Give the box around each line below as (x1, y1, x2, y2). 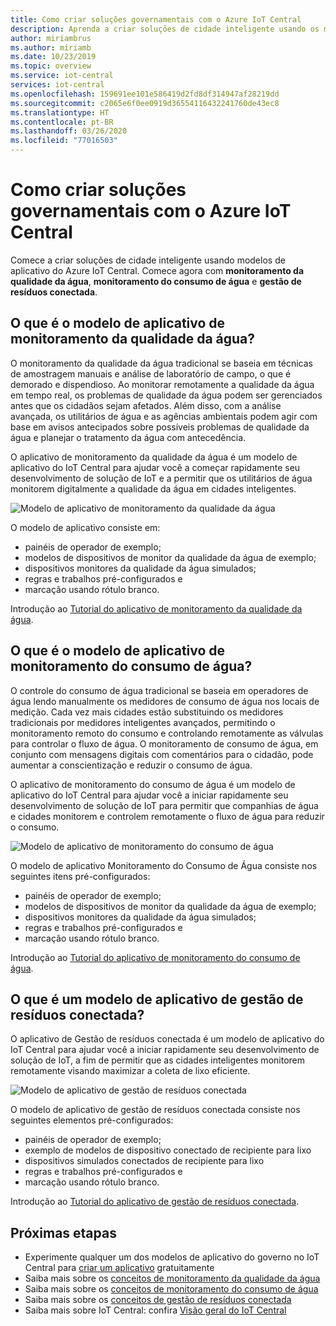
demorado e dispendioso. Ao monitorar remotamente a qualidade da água (10, 378, 315, 390)
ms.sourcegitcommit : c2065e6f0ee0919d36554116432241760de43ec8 (10, 98, 280, 108)
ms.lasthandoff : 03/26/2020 (10, 126, 128, 136)
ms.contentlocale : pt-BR (10, 117, 114, 127)
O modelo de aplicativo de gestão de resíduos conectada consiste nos (10, 1104, 301, 1116)
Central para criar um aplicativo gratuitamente (24, 1262, 215, 1274)
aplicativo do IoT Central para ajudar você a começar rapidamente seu (10, 461, 301, 473)
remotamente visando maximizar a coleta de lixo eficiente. (10, 1065, 251, 1077)
